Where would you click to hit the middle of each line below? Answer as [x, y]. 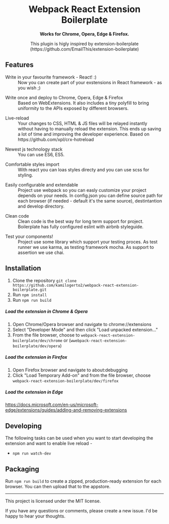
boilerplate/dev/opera [36, 346]
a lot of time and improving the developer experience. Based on [84, 134]
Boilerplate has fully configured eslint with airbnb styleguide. [81, 226]
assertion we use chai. [41, 252]
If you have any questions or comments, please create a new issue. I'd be [81, 511]
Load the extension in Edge [34, 392]
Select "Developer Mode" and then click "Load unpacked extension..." [85, 330]
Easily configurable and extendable [42, 184]
